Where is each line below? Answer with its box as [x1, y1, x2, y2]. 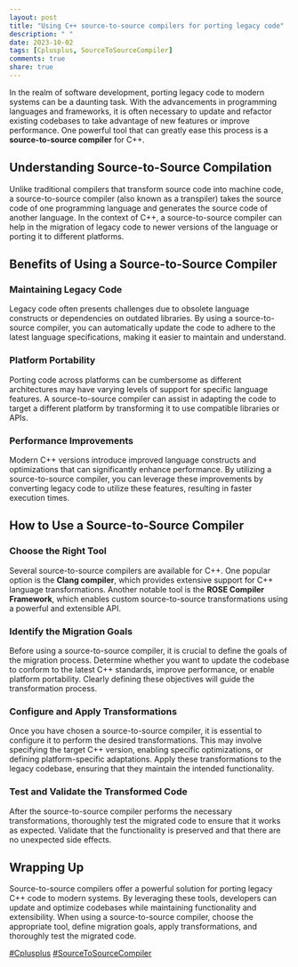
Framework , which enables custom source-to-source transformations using [9, 593, 288, 604]
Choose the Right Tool [9, 544, 107, 557]
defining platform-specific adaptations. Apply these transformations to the [9, 753, 282, 765]
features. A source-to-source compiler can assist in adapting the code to [9, 393, 277, 404]
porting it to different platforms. [9, 230, 125, 241]
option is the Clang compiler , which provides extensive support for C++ [9, 575, 274, 585]
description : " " [9, 29, 74, 38]
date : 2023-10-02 [9, 37, 74, 47]
